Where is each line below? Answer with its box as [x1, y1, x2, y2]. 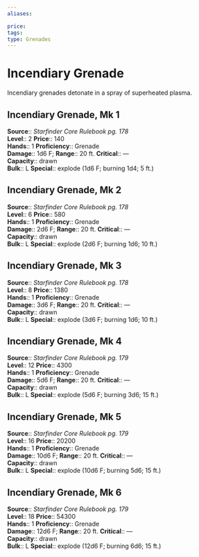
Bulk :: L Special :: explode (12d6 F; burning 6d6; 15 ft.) [7, 542, 162, 550]
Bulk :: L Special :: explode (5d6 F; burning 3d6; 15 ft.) [7, 391, 159, 399]
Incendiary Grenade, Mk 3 [7, 260, 122, 272]
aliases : [7, 10, 33, 17]
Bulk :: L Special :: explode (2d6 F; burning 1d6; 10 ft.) [7, 239, 158, 248]
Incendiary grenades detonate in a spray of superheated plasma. [7, 88, 193, 97]
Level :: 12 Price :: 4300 [7, 361, 73, 369]
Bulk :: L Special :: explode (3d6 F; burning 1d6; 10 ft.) [7, 315, 158, 323]
